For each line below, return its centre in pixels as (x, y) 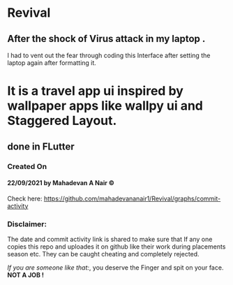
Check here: (25, 198)
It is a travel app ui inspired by (95, 91)
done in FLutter (41, 146)
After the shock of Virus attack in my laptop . (106, 39)
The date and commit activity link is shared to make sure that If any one (110, 239)
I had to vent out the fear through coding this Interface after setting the (109, 55)
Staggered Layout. (62, 121)
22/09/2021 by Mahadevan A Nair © (61, 183)
